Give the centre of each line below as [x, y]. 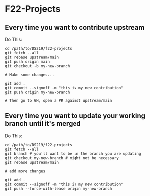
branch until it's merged [43, 124]
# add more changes [25, 171]
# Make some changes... [30, 75]
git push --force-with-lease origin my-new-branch [59, 188]
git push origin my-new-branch [37, 92]
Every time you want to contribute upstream [75, 28]
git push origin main [28, 62]
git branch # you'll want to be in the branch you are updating [73, 153]
